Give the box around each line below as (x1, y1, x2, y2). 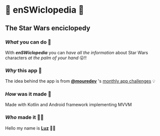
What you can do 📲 (5, 39, 52, 45)
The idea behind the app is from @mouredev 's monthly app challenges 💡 (5, 78, 156, 84)
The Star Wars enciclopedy (5, 24, 91, 32)
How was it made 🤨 (5, 91, 52, 97)
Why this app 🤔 (5, 67, 42, 74)
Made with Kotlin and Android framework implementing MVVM (5, 102, 132, 108)
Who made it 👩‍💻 (5, 114, 44, 121)
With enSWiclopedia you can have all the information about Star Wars (5, 49, 149, 55)
